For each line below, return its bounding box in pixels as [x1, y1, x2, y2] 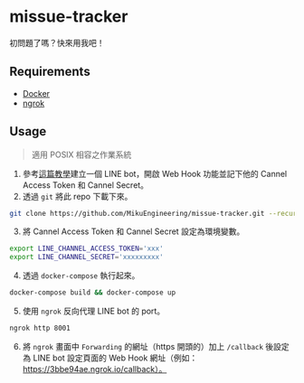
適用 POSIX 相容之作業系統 [31, 149, 132, 160]
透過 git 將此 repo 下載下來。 [22, 191, 133, 201]
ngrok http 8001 [9, 323, 71, 333]
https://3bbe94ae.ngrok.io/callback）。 [22, 363, 167, 374]
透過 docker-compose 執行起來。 [22, 270, 140, 281]
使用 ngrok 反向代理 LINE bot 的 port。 [22, 305, 166, 317]
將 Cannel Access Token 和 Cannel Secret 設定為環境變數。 [22, 226, 245, 237]
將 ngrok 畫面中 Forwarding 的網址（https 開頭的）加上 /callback [22, 341, 264, 351]
